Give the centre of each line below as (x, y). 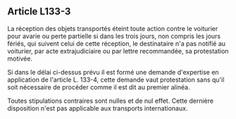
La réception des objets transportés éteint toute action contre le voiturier (113, 28)
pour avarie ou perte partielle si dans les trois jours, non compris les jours (114, 36)
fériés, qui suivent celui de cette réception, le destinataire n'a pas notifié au (117, 43)
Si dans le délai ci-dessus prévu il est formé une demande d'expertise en (113, 72)
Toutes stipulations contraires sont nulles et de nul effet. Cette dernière (110, 101)
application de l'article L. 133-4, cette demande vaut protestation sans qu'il (116, 80)
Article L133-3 (39, 12)
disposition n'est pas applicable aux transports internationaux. (98, 108)
